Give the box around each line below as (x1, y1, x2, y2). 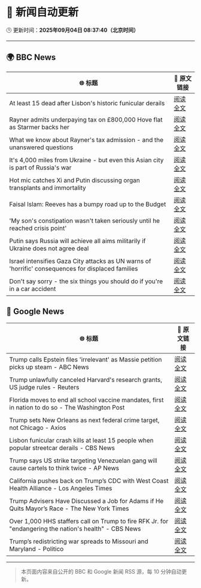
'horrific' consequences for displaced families (9, 264, 138, 272)
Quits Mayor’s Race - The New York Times (9, 504, 129, 513)
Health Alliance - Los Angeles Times (9, 484, 112, 492)
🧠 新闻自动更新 (6, 5, 79, 19)
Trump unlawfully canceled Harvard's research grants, (9, 375, 163, 384)
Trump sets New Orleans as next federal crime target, (9, 416, 160, 424)
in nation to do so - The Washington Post (9, 403, 125, 411)
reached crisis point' (9, 224, 67, 232)
